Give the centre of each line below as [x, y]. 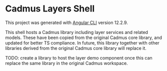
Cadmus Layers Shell [50, 9]
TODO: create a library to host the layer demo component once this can [79, 57]
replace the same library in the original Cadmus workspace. [67, 63]
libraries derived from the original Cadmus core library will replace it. [76, 48]
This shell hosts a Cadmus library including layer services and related [77, 32]
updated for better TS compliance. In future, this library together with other [82, 42]
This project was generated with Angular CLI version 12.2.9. [67, 22]
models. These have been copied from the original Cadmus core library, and [84, 37]
